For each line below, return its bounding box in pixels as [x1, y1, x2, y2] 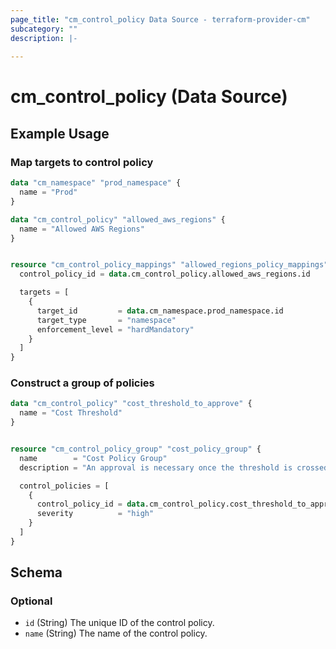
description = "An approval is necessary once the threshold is [19, 462, 293, 473]
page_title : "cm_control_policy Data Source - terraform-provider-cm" [10, 14, 311, 25]
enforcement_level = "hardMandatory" [36, 324, 195, 335]
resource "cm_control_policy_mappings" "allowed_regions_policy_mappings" [10, 260, 329, 270]
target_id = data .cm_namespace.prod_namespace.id [36, 306, 284, 316]
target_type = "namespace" [36, 315, 177, 325]
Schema [10, 564, 63, 581]
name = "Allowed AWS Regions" [19, 224, 145, 234]
